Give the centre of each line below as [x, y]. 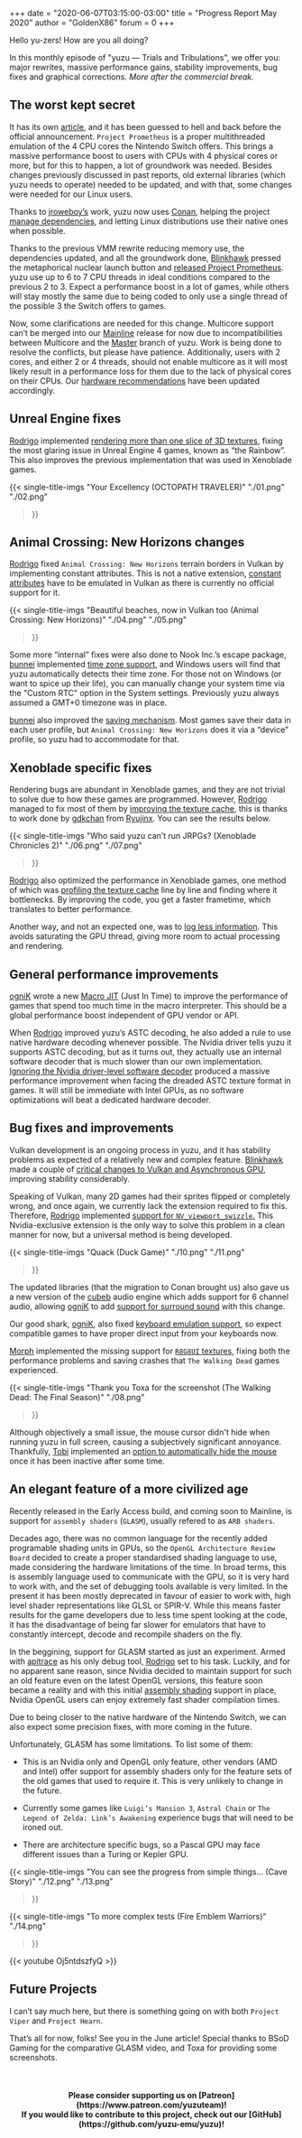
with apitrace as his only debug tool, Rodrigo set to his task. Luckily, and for [150, 1661]
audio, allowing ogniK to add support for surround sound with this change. [147, 1306]
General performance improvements [114, 974]
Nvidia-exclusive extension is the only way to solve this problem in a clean [147, 1225]
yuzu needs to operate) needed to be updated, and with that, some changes [151, 184]
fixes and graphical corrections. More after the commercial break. [132, 77]
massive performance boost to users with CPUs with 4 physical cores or [144, 155]
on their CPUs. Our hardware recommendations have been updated [134, 381]
